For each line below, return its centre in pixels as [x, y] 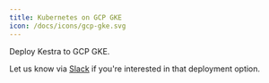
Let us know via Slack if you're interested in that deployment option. [135, 69]
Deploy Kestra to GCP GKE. [60, 51]
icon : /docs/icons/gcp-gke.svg [68, 26]
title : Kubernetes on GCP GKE [66, 17]
